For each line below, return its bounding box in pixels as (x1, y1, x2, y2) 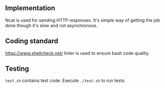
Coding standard (5, 37, 59, 45)
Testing (5, 65, 29, 73)
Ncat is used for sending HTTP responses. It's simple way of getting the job (5, 17, 161, 23)
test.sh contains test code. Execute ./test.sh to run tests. (5, 78, 126, 84)
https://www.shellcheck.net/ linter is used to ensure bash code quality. (5, 50, 150, 56)
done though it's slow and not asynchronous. (5, 22, 98, 28)
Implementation (5, 4, 56, 12)
